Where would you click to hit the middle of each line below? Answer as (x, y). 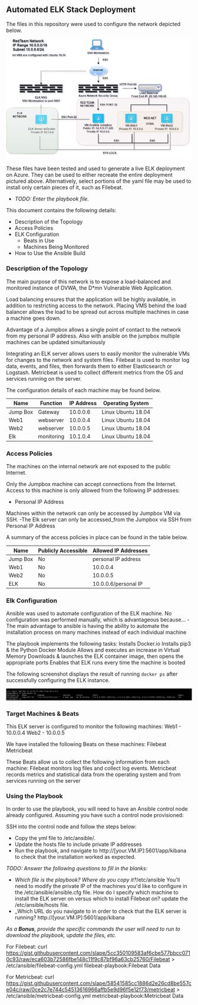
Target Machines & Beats (43, 714)
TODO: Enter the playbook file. (52, 199)
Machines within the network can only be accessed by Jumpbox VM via (93, 513)
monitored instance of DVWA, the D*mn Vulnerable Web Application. (89, 288)
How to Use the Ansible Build (50, 253)
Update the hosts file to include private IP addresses (78, 844)
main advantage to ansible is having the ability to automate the (93, 626)
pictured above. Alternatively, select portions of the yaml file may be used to (99, 181)
